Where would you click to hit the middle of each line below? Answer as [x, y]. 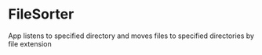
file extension [30, 43]
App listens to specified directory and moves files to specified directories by [131, 36]
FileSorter [41, 14]
